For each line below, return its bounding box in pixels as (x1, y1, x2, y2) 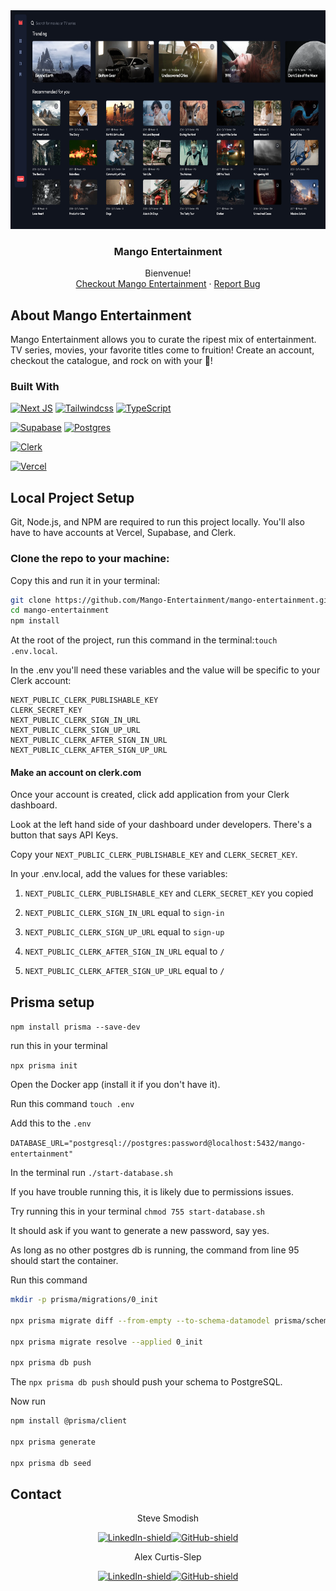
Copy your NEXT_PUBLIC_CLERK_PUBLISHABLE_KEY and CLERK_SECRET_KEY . (10, 849, 298, 861)
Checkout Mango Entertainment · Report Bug (75, 278, 261, 290)
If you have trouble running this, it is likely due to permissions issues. (10, 1186, 294, 1198)
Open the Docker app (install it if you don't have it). (10, 1079, 221, 1091)
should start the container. (10, 1255, 119, 1267)
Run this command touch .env (10, 1098, 135, 1110)
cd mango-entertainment (10, 605, 110, 616)
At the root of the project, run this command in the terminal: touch (10, 634, 278, 646)
